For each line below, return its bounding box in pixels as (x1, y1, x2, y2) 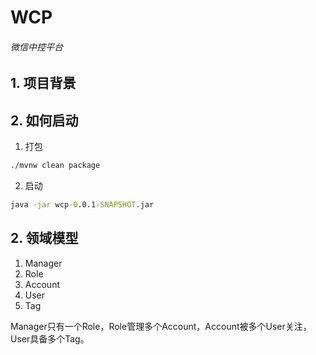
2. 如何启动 (10, 112, 79, 129)
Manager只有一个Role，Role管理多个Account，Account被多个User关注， (10, 320, 312, 332)
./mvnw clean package (10, 161, 101, 171)
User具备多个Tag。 (10, 332, 90, 345)
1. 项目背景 (10, 75, 77, 92)
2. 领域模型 (10, 230, 79, 247)
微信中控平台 (10, 41, 63, 53)
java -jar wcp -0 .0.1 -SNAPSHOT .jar (10, 200, 155, 210)
